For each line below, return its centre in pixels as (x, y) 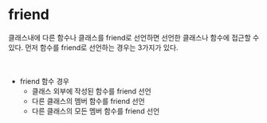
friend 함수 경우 (45, 81)
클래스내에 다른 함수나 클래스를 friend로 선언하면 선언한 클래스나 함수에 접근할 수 (134, 37)
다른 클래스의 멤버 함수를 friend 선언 (88, 101)
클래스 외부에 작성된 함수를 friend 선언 (91, 91)
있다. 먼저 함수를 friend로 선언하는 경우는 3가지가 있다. (93, 47)
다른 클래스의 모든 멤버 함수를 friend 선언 (96, 111)
